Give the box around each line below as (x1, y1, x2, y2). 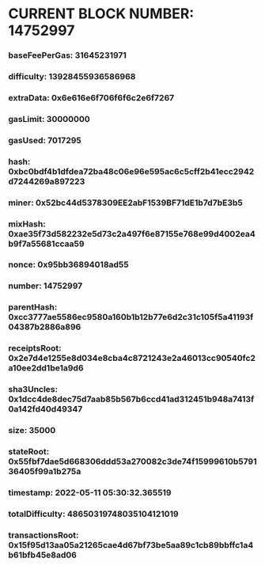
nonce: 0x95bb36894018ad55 (8, 259, 129, 270)
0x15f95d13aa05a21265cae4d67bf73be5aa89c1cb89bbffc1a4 (8, 539, 254, 550)
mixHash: (8, 218, 46, 230)
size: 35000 (8, 425, 56, 436)
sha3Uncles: (8, 384, 58, 395)
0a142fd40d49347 (8, 404, 83, 415)
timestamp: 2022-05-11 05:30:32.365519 (8, 487, 172, 498)
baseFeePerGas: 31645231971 (8, 50, 127, 61)
